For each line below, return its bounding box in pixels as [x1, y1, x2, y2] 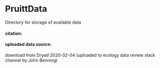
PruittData [5, 3, 47, 14]
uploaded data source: [5, 41, 52, 47]
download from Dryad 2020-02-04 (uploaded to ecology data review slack [5, 52, 156, 58]
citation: [5, 30, 23, 36]
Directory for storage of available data [5, 19, 81, 25]
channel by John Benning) [5, 57, 58, 63]
